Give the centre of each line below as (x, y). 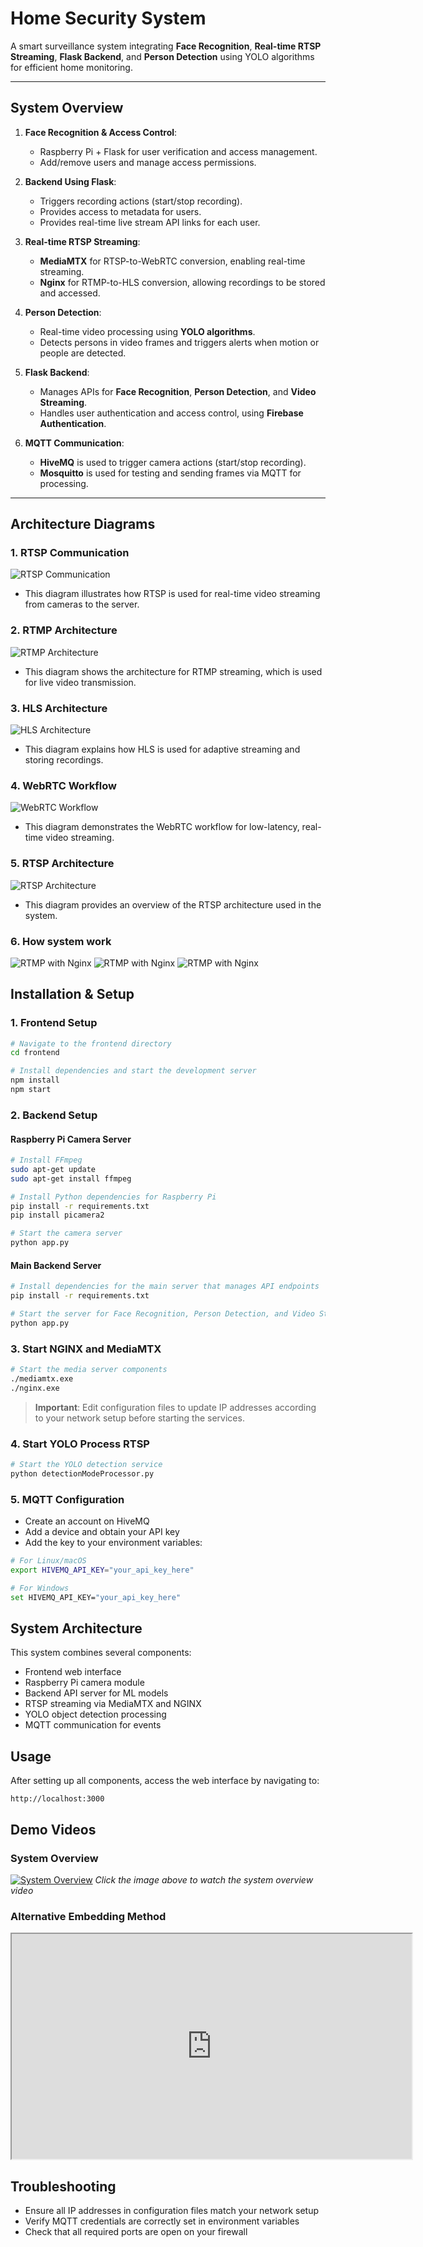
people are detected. (83, 353)
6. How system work (61, 941)
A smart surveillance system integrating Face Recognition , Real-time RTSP (166, 46)
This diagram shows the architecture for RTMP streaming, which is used (173, 671)
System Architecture (76, 1628)
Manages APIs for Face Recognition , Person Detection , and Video (178, 391)
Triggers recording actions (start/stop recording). (141, 201)
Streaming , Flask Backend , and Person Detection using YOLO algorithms (162, 56)
